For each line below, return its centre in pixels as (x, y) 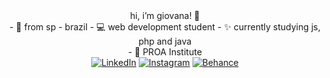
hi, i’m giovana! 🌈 (165, 15)
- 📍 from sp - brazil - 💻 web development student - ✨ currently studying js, (165, 27)
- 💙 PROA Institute (165, 52)
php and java (165, 41)
